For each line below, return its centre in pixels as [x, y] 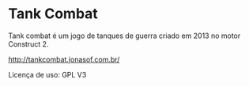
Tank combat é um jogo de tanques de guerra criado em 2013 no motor [124, 36]
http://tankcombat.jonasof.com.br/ [64, 59]
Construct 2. [28, 43]
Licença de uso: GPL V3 [47, 74]
